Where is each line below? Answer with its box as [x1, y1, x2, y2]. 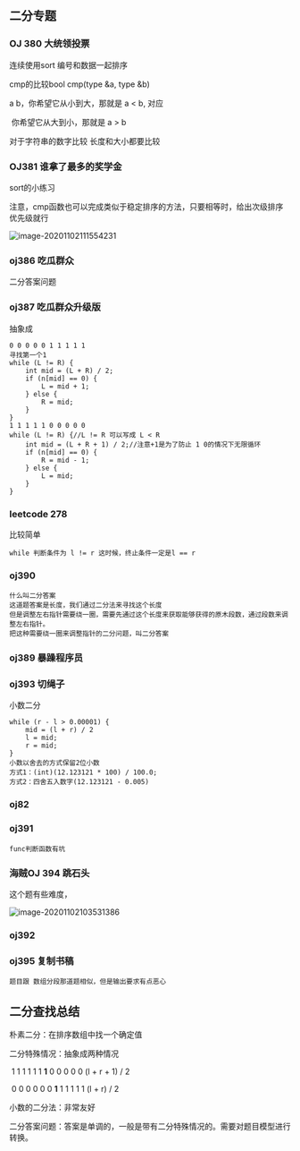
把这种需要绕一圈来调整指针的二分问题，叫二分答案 [9, 629, 170, 638]
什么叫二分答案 [9, 592, 56, 601]
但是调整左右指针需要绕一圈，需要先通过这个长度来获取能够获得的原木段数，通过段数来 [9, 610, 282, 619]
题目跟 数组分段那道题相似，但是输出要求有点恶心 [9, 977, 167, 986]
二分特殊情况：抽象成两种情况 [9, 1048, 119, 1059]
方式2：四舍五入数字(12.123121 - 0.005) [9, 778, 150, 787]
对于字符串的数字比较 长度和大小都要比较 [9, 135, 161, 146]
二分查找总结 [9, 1003, 80, 1019]
